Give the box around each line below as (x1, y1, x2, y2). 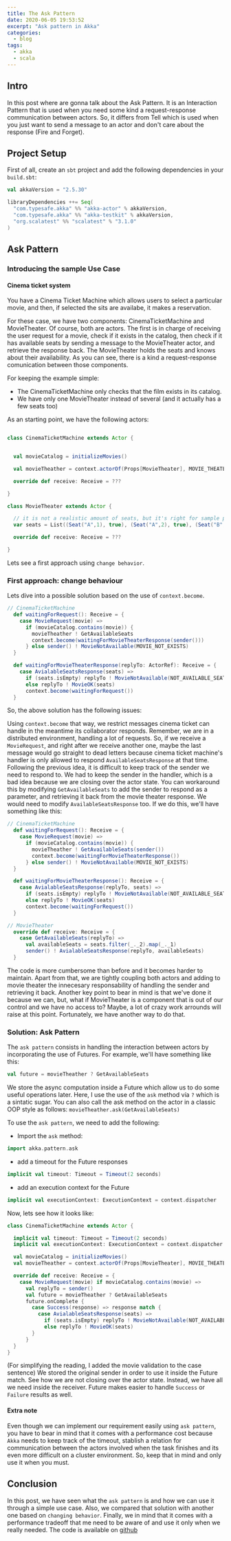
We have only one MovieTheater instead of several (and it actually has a (16, 395, 221, 403)
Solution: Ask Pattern (7, 1027, 80, 1036)
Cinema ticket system (7, 281, 71, 289)
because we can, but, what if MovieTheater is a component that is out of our (7, 995, 223, 1004)
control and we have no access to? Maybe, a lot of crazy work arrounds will (7, 1003, 221, 1011)
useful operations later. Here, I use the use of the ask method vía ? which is (7, 1091, 220, 1099)
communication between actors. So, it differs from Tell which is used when (7, 113, 219, 121)
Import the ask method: (16, 1132, 83, 1140)
